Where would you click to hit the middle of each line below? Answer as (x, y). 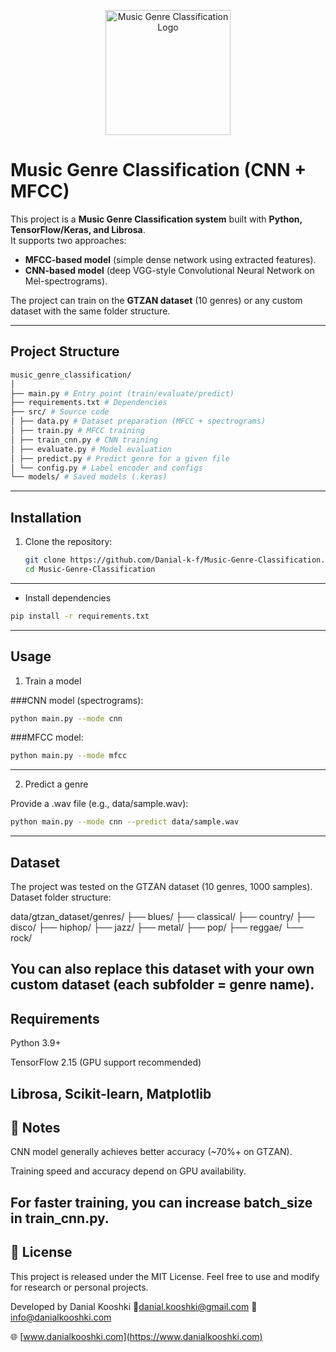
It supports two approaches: (68, 240)
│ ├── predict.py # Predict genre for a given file (120, 458)
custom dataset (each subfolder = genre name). (162, 985)
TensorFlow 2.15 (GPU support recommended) (106, 1062)
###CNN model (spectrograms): (77, 700)
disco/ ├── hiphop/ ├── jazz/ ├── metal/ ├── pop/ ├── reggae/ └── (157, 927)
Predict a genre (56, 784)
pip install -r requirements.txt (80, 616)
